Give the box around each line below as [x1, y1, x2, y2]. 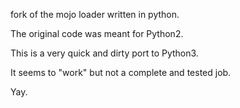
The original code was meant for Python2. [10, 28, 184, 39]
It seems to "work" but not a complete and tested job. [10, 67, 232, 78]
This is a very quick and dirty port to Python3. [10, 47, 199, 59]
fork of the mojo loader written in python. [10, 9, 180, 20]
